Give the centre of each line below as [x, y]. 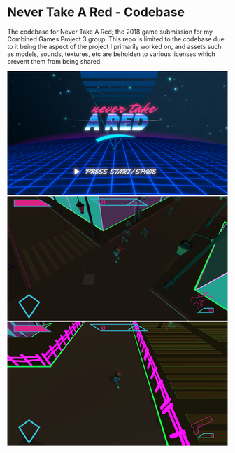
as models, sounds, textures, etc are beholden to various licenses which [111, 54]
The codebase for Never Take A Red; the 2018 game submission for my [110, 32]
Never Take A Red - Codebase [96, 12]
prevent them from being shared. [55, 61]
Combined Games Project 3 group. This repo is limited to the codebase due [116, 39]
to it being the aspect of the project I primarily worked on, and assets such [114, 46]
